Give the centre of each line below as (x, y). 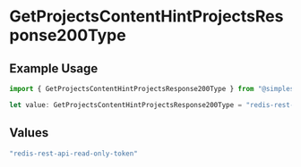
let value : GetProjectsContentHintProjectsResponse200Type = (126, 104)
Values (29, 133)
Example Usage (54, 68)
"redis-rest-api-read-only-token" (74, 154)
